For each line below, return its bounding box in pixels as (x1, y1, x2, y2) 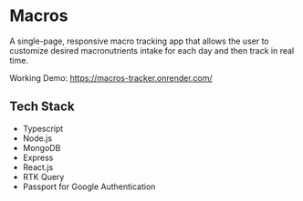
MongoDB (22, 142, 61, 153)
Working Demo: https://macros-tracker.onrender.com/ (9, 72, 213, 83)
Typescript (22, 123, 64, 134)
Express (22, 152, 54, 163)
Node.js (22, 133, 53, 144)
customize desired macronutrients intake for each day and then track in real (9, 45, 295, 55)
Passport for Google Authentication (22, 181, 156, 192)
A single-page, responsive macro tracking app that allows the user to (9, 35, 269, 46)
